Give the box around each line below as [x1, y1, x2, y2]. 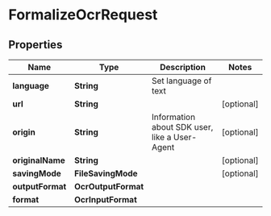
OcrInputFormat [73, 194, 137, 205]
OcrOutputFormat [73, 181, 144, 192]
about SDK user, [152, 122, 214, 132]
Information [152, 111, 196, 123]
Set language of [152, 75, 212, 86]
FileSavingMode [73, 168, 139, 179]
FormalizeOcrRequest [8, 6, 158, 24]
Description [160, 62, 206, 73]
